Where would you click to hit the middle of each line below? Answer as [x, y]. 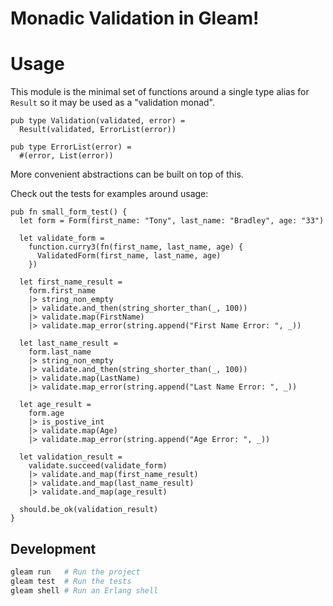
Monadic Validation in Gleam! [135, 18]
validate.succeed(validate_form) [98, 466]
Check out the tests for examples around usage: [109, 194]
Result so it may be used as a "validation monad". [112, 103]
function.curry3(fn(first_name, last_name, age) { [136, 247]
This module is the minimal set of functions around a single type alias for [160, 92]
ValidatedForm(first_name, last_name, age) [129, 256]
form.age [46, 413]
